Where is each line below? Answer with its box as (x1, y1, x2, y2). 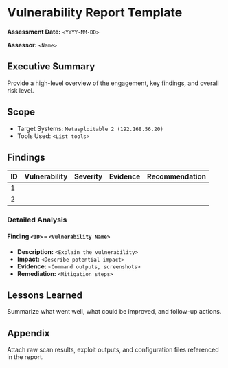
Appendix (7, 327, 50, 339)
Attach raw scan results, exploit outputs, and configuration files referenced (7, 345, 219, 354)
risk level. (7, 86, 34, 94)
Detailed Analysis (7, 215, 67, 225)
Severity (74, 172, 103, 181)
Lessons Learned (7, 289, 82, 301)
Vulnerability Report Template (7, 5, 183, 21)
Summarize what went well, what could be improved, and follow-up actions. (7, 308, 222, 316)
